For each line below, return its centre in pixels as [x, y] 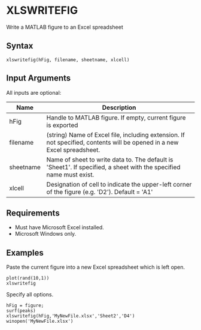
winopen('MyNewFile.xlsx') [40, 322]
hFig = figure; [25, 306]
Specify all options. [30, 295]
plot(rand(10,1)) [28, 278]
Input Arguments [39, 78]
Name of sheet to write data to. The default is [110, 160]
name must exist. [70, 175]
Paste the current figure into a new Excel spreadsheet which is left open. [96, 267]
